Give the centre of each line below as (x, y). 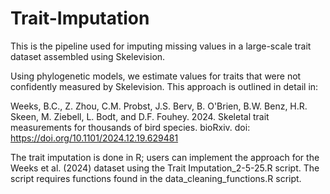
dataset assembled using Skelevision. (88, 56)
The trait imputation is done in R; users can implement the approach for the (165, 157)
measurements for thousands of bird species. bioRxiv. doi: (130, 127)
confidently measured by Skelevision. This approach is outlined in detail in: (164, 86)
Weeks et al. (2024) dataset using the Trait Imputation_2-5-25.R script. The (165, 168)
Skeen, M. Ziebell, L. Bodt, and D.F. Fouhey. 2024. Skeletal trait (140, 116)
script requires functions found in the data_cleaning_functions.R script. (156, 178)
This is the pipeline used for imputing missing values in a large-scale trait (161, 46)
